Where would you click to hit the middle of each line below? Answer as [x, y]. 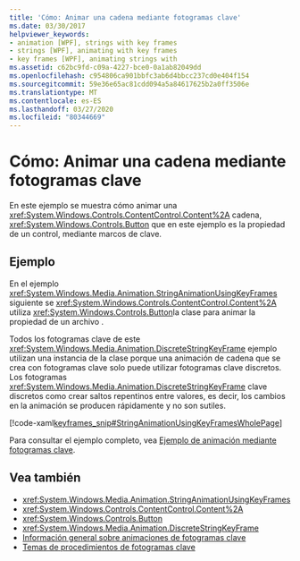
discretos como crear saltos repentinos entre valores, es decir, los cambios [147, 395]
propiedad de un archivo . [57, 321]
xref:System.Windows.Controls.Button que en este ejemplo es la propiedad [147, 225]
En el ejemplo [34, 284]
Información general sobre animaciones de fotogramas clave [134, 537]
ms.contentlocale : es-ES [55, 101]
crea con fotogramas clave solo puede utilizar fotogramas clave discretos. [146, 367]
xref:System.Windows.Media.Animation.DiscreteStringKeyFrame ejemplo [143, 348]
